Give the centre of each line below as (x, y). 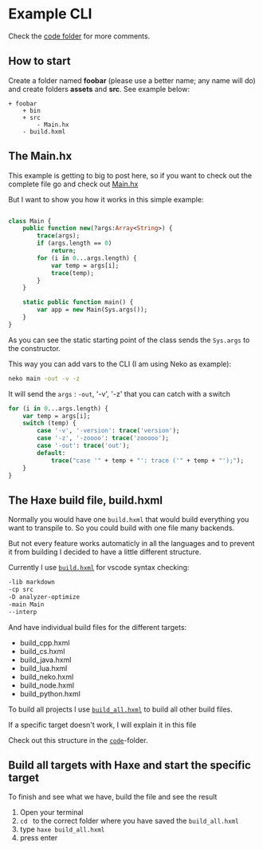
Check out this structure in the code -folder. (78, 740)
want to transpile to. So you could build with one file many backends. (122, 528)
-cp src (21, 590)
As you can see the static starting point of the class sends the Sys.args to (129, 340)
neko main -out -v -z (44, 378)
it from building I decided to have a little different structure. (105, 552)
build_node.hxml (47, 685)
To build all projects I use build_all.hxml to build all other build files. (120, 709)
